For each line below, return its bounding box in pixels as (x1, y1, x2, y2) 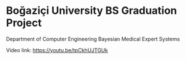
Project (6, 16, 42, 30)
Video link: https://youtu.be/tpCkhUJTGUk (6, 46, 108, 53)
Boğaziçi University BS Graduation (6, 4, 177, 17)
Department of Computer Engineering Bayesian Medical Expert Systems (6, 35, 180, 42)
